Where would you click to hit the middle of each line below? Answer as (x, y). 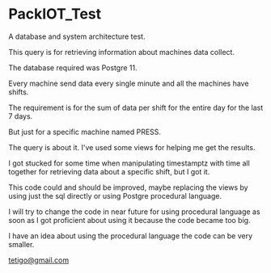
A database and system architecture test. (77, 36)
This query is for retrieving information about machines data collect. (121, 52)
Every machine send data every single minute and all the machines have (129, 83)
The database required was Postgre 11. (73, 67)
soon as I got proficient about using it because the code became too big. (129, 220)
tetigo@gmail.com (39, 260)
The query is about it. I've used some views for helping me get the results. (132, 147)
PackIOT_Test (55, 14)
